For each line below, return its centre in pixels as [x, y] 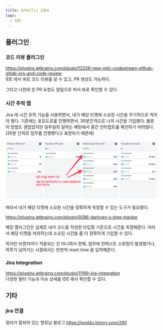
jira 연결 [15, 311]
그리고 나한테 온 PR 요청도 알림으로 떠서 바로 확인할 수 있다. [62, 90]
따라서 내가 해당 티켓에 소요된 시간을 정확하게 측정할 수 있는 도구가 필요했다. [77, 207]
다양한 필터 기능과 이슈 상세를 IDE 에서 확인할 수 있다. [56, 279]
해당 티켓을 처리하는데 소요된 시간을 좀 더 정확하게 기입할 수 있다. [72, 233]
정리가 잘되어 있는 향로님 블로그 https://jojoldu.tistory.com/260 [66, 322]
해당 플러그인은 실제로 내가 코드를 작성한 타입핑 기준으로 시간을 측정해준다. [76, 227]
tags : [11, 15]
